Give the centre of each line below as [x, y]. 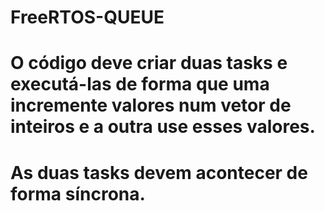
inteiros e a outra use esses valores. [163, 127]
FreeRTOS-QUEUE [87, 17]
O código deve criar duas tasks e [149, 63]
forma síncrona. [78, 193]
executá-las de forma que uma [140, 84]
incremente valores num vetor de [151, 105]
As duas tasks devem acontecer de [159, 172]
